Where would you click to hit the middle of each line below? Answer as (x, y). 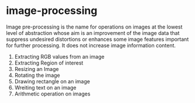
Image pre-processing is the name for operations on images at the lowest (94, 27)
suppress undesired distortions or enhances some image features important (97, 39)
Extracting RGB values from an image (60, 56)
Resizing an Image (37, 69)
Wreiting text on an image (46, 87)
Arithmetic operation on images (52, 94)
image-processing (52, 11)
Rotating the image (37, 75)
